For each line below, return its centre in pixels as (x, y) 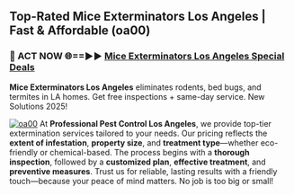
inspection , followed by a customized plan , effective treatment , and (138, 162)
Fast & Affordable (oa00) (80, 31)
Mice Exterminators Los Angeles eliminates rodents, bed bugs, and (136, 87)
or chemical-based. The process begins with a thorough (145, 152)
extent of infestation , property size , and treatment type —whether (134, 142)
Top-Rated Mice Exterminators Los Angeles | (138, 17)
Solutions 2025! (39, 106)
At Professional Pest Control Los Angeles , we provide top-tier (156, 123)
